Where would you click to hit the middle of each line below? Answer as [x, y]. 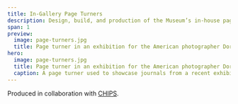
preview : [20, 34]
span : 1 [19, 27]
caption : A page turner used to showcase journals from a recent [112, 73]
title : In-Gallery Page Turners [55, 14]
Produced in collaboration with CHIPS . [63, 93]
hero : [15, 54]
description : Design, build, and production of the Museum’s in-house [114, 21]
